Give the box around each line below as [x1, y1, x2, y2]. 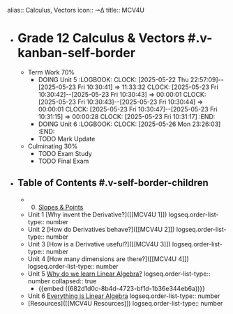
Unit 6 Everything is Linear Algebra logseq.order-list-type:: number [27, 292, 220, 300]
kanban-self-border [17, 45, 136, 61]
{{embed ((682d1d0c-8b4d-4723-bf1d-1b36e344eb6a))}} [38, 284, 206, 292]
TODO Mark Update [38, 134, 96, 143]
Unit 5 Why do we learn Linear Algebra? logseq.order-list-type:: [27, 269, 211, 278]
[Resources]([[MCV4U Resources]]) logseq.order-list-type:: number [27, 299, 223, 307]
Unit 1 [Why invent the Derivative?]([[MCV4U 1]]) [27, 210, 167, 219]
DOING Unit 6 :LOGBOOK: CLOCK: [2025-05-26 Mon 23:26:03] [38, 120, 221, 128]
